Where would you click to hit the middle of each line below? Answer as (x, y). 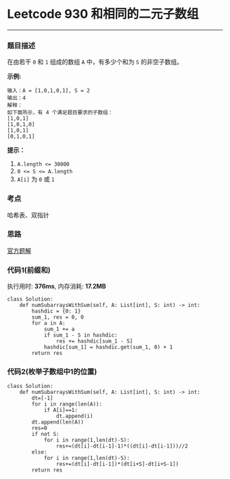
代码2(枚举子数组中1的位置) (52, 372)
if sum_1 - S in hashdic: (80, 335)
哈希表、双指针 (28, 215)
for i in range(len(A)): (67, 404)
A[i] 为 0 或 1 (36, 180)
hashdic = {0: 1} (56, 311)
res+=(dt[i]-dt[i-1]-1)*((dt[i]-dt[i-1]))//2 (122, 446)
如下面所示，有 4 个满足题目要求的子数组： (60, 113)
